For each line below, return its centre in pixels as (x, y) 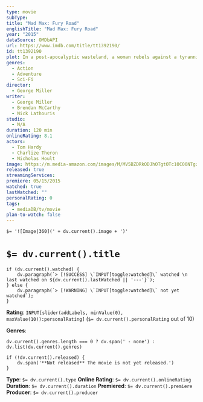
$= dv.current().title (63, 254)
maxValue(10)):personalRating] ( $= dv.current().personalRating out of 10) (100, 319)
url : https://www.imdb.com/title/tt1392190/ (63, 46)
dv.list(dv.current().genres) (44, 347)
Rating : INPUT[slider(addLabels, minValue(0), (65, 312)
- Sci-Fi (23, 79)
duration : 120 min (29, 130)
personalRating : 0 (29, 198)
